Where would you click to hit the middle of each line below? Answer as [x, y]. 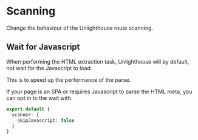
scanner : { [26, 115]
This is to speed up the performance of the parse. [69, 79]
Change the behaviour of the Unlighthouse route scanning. [80, 28]
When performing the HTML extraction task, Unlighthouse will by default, [98, 61]
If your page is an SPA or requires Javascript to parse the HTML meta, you [99, 92]
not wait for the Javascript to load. [49, 68]
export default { [28, 109]
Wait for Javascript [43, 47]
